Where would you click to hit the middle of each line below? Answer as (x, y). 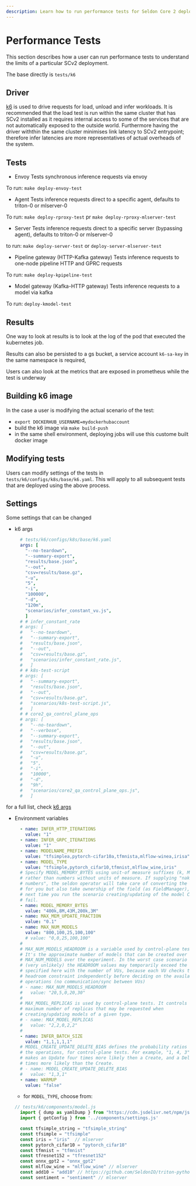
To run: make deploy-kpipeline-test (49, 275)
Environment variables (41, 819)
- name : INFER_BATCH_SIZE (51, 1036)
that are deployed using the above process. (58, 485)
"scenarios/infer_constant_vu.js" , (69, 611)
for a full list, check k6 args (39, 807)
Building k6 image (39, 396)
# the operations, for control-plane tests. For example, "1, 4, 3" (105, 1052)
